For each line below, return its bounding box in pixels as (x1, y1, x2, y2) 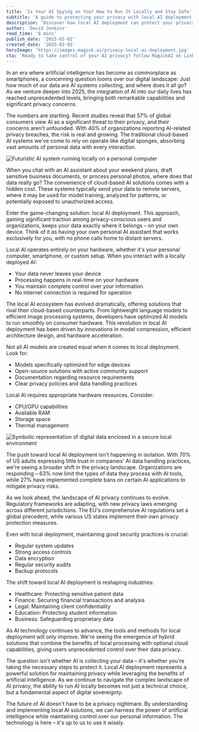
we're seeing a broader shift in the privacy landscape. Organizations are (6, 463, 182, 471)
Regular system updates (14, 542, 74, 549)
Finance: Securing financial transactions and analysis (14, 596, 145, 603)
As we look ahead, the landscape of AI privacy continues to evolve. (6, 494, 171, 501)
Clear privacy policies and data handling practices (14, 380, 137, 387)
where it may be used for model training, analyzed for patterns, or (6, 191, 167, 198)
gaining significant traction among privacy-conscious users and (6, 216, 162, 223)
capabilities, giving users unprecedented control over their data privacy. (6, 646, 182, 653)
